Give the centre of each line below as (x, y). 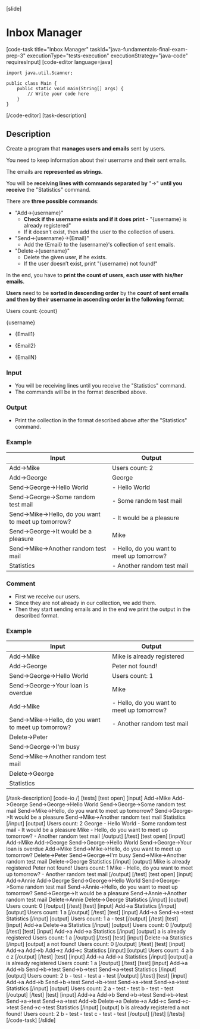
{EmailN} (26, 357)
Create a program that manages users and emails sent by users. (86, 148)
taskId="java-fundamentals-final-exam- (139, 49)
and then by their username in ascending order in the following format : (95, 299)
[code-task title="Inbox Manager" (48, 49)
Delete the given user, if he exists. (65, 257)
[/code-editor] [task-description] (46, 115)
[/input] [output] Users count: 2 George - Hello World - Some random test (96, 824)
